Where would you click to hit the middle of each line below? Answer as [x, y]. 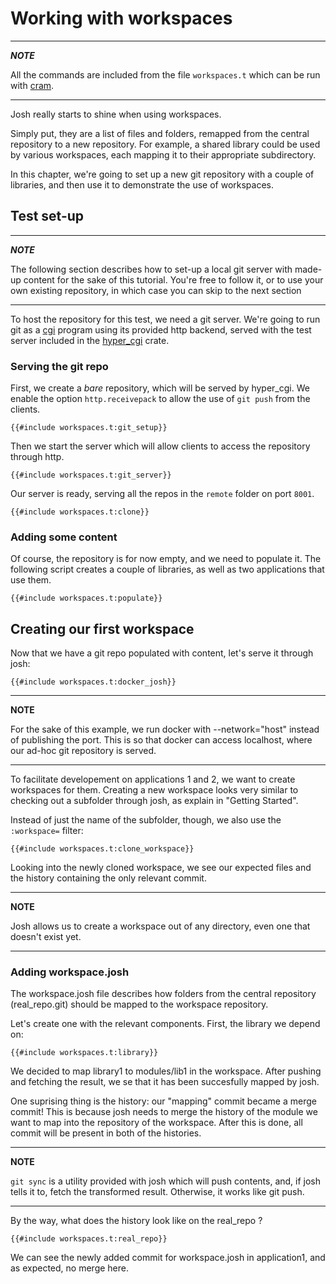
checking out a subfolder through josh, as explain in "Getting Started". [154, 801]
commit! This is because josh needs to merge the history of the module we [164, 1112]
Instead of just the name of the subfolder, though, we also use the [146, 820]
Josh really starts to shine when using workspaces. [116, 114]
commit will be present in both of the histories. [106, 1133]
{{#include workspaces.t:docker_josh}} [93, 682]
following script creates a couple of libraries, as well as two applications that [167, 569]
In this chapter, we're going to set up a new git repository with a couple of [162, 174]
